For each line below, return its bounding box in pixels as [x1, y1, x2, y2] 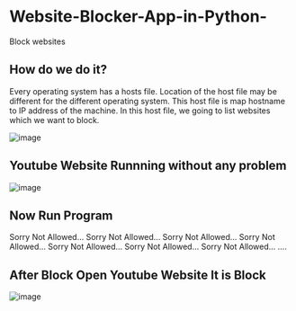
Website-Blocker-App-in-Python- [9, 6, 267, 27]
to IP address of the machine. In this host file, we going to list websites [9, 105, 271, 116]
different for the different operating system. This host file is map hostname [9, 95, 286, 106]
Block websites [9, 36, 66, 47]
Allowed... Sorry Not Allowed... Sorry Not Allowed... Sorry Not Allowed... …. [9, 241, 288, 253]
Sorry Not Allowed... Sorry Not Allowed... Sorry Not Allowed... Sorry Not [9, 232, 276, 243]
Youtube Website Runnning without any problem [9, 158, 287, 173]
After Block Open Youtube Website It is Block [9, 267, 267, 282]
